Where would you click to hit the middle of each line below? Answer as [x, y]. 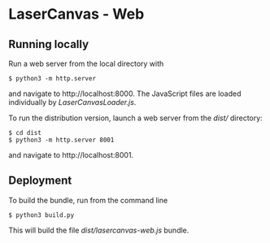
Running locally [49, 44]
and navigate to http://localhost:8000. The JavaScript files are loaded [125, 93]
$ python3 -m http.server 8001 [61, 140]
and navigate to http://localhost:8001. [71, 155]
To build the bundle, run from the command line [88, 200]
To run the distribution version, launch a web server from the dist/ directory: [135, 118]
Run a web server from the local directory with [86, 63]
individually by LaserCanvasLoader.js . [72, 102]
